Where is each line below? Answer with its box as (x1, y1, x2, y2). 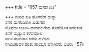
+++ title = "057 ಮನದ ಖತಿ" (5, 4, 57, 10)
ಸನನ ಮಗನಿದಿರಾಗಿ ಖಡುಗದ (5, 19, 45, 25)
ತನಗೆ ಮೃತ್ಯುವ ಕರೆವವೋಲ (5, 30, 43, 36)
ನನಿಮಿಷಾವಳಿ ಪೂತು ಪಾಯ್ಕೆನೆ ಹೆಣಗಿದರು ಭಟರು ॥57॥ (5, 41, 85, 47)
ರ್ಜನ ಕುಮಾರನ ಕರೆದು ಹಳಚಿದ (5, 36, 50, 41)
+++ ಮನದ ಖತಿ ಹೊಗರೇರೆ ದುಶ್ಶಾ (5, 14, 57, 19)
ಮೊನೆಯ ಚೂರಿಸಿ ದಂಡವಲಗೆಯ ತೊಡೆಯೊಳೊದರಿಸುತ (5, 25, 83, 31)
